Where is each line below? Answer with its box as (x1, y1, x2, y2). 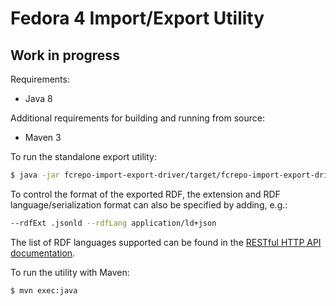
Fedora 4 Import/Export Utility (10, 7, 265, 30)
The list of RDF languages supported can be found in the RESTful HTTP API (10, 236, 322, 248)
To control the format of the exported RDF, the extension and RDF (10, 188, 281, 200)
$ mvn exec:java (10, 285, 78, 296)
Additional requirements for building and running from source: (10, 112, 265, 124)
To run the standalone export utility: (10, 151, 158, 162)
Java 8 (24, 93, 53, 104)
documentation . (10, 247, 76, 259)
